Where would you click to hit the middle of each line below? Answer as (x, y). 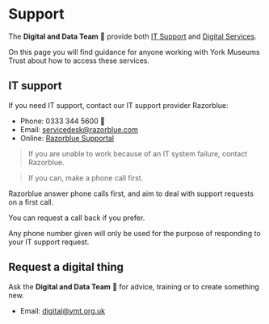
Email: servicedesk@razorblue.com (79, 129)
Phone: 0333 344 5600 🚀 (62, 121)
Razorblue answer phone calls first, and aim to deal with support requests (131, 193)
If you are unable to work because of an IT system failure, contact (138, 153)
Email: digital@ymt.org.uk (63, 310)
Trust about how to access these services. (79, 60)
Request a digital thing (66, 267)
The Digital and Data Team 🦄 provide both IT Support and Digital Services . (132, 36)
